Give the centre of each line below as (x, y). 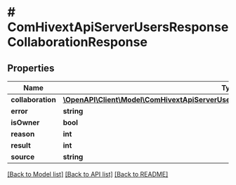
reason (23, 134)
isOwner (25, 122)
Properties (31, 68)
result (21, 145)
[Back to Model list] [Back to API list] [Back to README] (88, 174)
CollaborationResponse (77, 42)
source (23, 157)
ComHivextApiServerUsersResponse (118, 27)
